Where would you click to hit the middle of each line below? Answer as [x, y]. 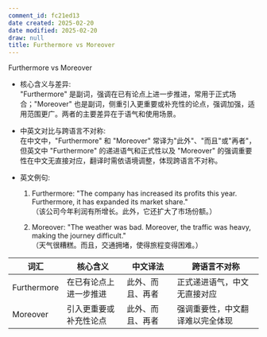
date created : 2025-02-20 [51, 23]
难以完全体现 [209, 321]
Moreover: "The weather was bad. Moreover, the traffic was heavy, [141, 227]
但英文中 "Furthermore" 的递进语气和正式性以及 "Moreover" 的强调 [129, 151]
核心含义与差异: [45, 84]
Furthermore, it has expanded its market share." [110, 202]
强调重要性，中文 [209, 309]
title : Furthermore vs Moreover [62, 45]
